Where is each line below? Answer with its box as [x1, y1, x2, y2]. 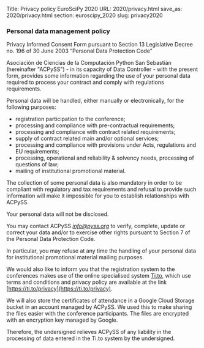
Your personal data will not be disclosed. [6, 210, 109, 218]
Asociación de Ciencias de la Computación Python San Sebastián [6, 59, 172, 67]
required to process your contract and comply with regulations [6, 79, 164, 86]
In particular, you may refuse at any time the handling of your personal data [6, 247, 197, 254]
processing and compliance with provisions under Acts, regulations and [15, 141, 197, 149]
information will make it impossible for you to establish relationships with [6, 192, 190, 199]
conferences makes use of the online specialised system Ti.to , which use [6, 272, 191, 280]
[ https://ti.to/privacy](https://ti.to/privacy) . [6, 285, 113, 292]
